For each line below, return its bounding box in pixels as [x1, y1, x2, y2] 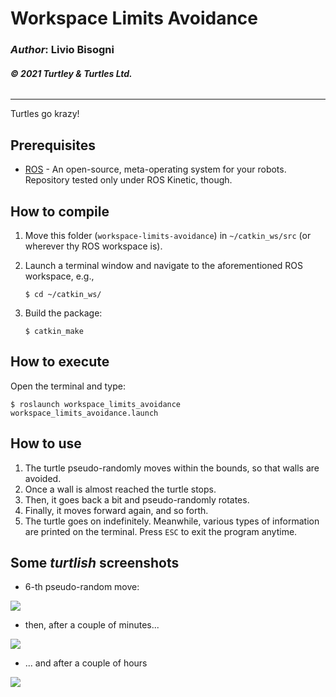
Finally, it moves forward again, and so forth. [24, 504, 209, 516]
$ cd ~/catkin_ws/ [24, 289, 102, 299]
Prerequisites [10, 137, 96, 154]
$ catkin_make [24, 326, 84, 336]
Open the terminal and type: [10, 380, 126, 392]
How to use [10, 435, 82, 452]
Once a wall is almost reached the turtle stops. [24, 483, 217, 495]
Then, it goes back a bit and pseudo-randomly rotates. [24, 493, 250, 506]
